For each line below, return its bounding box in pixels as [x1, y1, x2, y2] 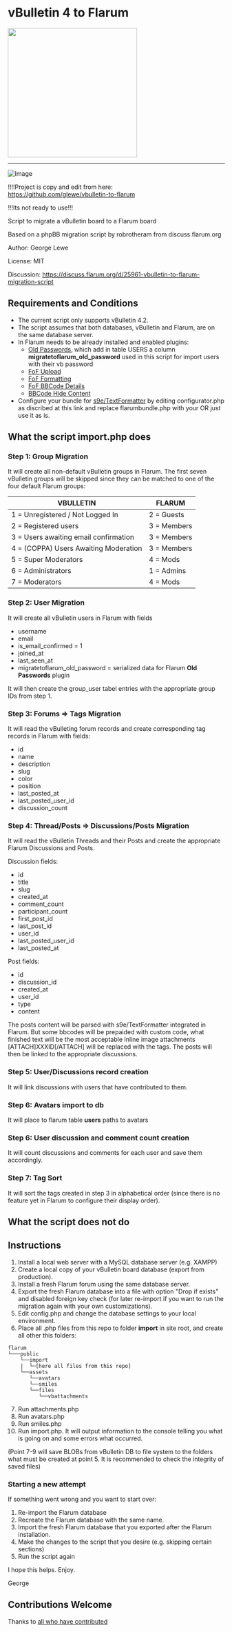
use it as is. [17, 411, 50, 419]
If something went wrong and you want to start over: [8, 1495, 157, 1504]
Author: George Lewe [8, 243, 69, 252]
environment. [17, 1316, 56, 1324]
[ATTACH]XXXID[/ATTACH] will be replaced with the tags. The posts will [8, 1042, 213, 1051]
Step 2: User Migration [8, 598, 85, 607]
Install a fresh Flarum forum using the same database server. [17, 1280, 191, 1288]
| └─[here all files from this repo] [20, 1362, 131, 1369]
